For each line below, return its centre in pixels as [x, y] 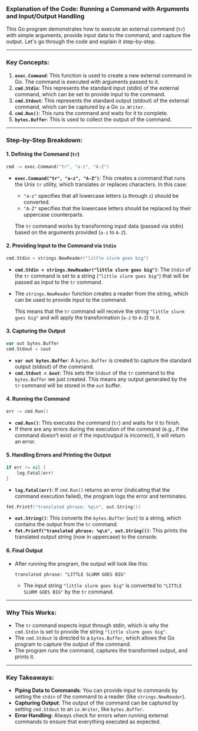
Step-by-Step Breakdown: [44, 140]
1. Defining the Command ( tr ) [43, 154]
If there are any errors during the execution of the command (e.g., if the [101, 429]
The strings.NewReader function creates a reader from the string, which [101, 293]
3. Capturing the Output [36, 331]
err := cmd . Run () [27, 411]
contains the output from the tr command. [66, 524]
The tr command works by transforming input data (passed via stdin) [99, 226]
